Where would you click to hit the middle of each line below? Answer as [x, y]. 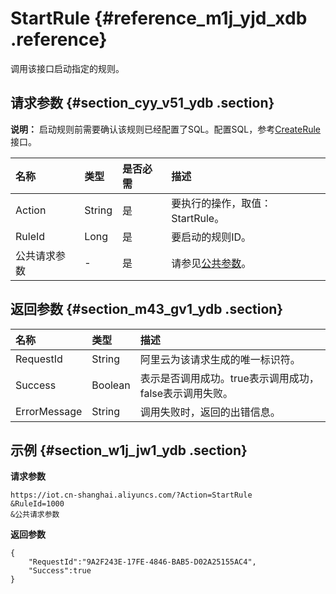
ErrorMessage [49, 411]
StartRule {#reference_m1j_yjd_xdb [159, 18]
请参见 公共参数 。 [211, 263]
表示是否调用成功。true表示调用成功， [229, 378]
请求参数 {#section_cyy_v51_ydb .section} [142, 103]
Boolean [111, 385]
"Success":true [60, 571]
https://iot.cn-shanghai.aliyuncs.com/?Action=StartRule [131, 495]
